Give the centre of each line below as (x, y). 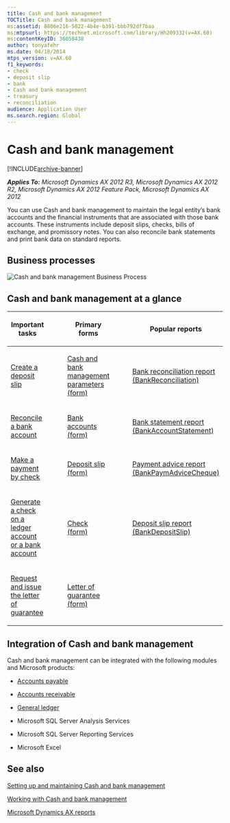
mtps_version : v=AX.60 (39, 58)
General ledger (38, 707)
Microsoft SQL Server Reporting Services (75, 734)
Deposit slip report (162, 524)
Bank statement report (168, 422)
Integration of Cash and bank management (100, 644)
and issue (26, 587)
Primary (88, 325)
